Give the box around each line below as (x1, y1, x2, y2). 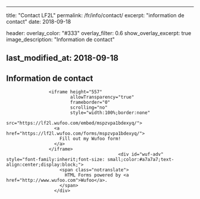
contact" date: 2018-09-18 (6, 18, 71, 25)
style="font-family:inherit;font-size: (6, 157, 105, 163)
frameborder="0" (70, 99, 111, 106)
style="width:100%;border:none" (70, 110, 151, 116)
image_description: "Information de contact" (6, 36, 115, 43)
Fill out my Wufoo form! (59, 136, 121, 142)
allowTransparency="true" (70, 94, 135, 100)
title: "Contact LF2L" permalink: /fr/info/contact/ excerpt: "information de (6, 12, 185, 18)
